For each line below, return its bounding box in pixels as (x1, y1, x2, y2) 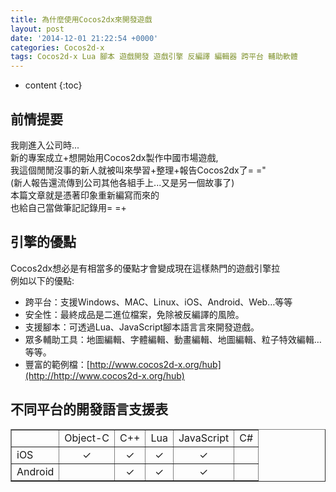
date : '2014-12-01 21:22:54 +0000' (10, 33, 159, 43)
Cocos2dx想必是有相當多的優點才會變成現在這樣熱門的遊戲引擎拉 (10, 262, 281, 274)
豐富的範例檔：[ (24, 358, 90, 370)
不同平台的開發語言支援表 (10, 401, 168, 418)
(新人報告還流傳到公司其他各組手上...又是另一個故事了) (10, 176, 235, 188)
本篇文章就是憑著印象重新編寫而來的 (10, 189, 160, 201)
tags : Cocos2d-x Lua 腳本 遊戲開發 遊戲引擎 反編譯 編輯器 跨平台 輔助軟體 (10, 52, 298, 62)
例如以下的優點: (10, 274, 75, 286)
